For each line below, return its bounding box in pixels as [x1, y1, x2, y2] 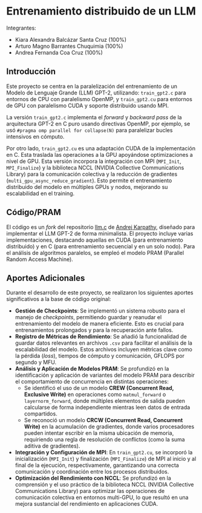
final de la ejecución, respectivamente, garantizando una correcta [15, 462, 180, 469]
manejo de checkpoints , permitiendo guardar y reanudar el [15, 314, 162, 321]
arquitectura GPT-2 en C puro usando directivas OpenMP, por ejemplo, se [6, 120, 191, 127]
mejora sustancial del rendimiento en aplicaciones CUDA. [15, 500, 158, 508]
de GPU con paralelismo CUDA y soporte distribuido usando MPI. [6, 102, 169, 109]
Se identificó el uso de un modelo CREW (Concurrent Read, [24, 385, 174, 392]
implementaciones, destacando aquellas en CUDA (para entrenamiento [6, 236, 183, 243]
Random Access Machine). [6, 256, 74, 263]
